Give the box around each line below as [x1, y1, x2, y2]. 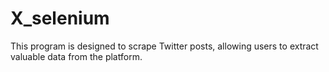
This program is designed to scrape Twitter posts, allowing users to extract [10, 40, 319, 52]
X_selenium [10, 7, 110, 30]
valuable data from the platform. [10, 50, 143, 62]
